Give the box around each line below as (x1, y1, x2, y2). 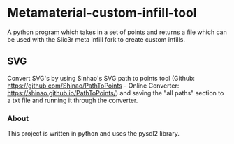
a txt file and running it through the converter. (7, 96, 138, 104)
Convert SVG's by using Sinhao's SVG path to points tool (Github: (7, 74, 196, 82)
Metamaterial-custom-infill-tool (7, 5, 197, 21)
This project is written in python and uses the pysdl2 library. (7, 129, 180, 138)
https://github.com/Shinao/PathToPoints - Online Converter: (7, 81, 180, 90)
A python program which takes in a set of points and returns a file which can (7, 28, 227, 36)
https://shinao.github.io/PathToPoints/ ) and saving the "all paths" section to (7, 88, 224, 97)
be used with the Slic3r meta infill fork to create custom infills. (7, 35, 185, 43)
